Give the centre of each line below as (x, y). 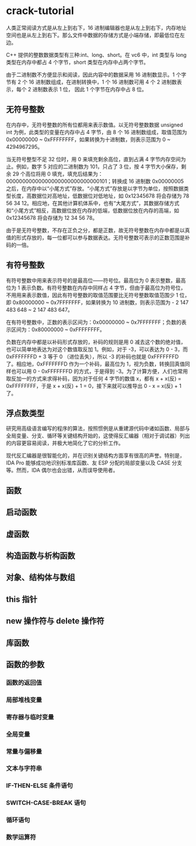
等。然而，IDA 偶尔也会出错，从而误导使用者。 (62, 470)
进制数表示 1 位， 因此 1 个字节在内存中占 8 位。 (90, 89)
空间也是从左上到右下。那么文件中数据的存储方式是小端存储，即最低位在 (93, 35)
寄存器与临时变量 (30, 717)
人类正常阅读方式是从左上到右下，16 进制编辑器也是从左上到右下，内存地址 (96, 28)
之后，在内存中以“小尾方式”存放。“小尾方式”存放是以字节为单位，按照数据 (95, 188)
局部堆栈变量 (24, 700)
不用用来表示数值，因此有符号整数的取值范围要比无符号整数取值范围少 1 (92, 295)
